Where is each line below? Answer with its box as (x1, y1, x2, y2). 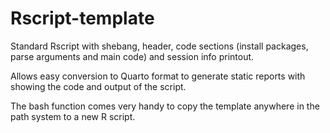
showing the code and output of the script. (10, 80, 187, 92)
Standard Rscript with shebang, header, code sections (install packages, (10, 40, 309, 52)
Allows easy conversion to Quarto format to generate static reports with (10, 70, 306, 82)
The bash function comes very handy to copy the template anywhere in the (10, 100, 320, 112)
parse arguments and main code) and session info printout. (10, 50, 255, 62)
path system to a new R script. (10, 110, 136, 122)
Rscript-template (10, 7, 155, 30)
